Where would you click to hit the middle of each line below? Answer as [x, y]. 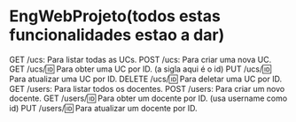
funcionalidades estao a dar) [117, 35]
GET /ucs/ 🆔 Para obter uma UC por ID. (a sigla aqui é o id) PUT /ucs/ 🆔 [140, 69]
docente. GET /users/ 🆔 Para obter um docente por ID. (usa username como [148, 98]
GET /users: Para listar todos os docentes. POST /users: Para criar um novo [147, 88]
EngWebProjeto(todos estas [115, 16]
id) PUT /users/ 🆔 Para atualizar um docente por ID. [103, 108]
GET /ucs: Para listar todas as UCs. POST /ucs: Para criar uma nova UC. [140, 59]
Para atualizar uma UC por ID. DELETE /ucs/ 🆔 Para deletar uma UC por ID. [145, 79]
